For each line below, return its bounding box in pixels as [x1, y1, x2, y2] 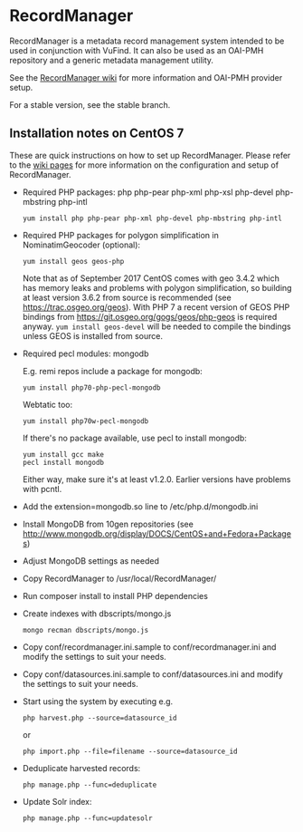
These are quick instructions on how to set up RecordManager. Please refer [9, 150, 291, 160]
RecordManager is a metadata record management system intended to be [9, 35, 285, 46]
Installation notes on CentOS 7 [9, 126, 185, 141]
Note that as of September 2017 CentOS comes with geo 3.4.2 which [22, 273, 280, 284]
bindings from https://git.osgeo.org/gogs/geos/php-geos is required [22, 311, 278, 322]
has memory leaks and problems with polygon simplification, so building [22, 282, 292, 293]
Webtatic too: [22, 399, 73, 410]
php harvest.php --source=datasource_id [22, 713, 177, 722]
